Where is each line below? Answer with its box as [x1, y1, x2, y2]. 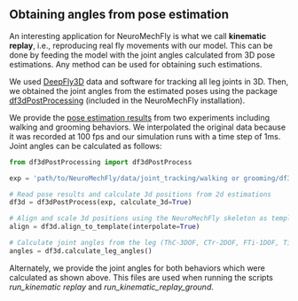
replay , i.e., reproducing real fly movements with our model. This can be [9, 40, 273, 51]
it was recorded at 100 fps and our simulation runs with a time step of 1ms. [9, 131, 281, 141]
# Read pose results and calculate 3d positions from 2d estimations [9, 190, 272, 199]
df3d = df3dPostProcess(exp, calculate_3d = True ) [9, 198, 192, 207]
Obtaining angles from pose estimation [9, 7, 229, 22]
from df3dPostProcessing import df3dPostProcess [9, 157, 192, 167]
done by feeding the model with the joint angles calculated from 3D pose [9, 49, 276, 60]
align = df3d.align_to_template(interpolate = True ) [9, 222, 200, 232]
